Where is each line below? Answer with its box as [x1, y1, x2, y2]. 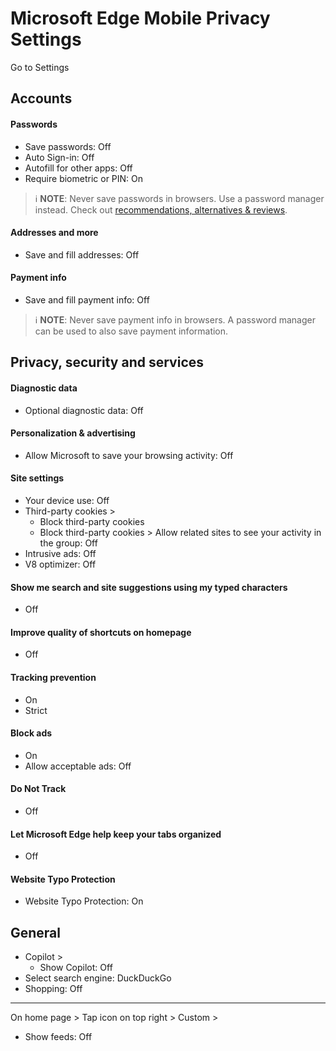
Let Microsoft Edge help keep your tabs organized [10, 828, 222, 840]
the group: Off [39, 537, 98, 549]
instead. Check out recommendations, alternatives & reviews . [34, 203, 288, 216]
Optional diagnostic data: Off [24, 404, 144, 416]
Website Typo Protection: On [24, 895, 144, 907]
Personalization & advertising [10, 427, 136, 439]
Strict [24, 704, 48, 716]
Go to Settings [10, 61, 70, 73]
